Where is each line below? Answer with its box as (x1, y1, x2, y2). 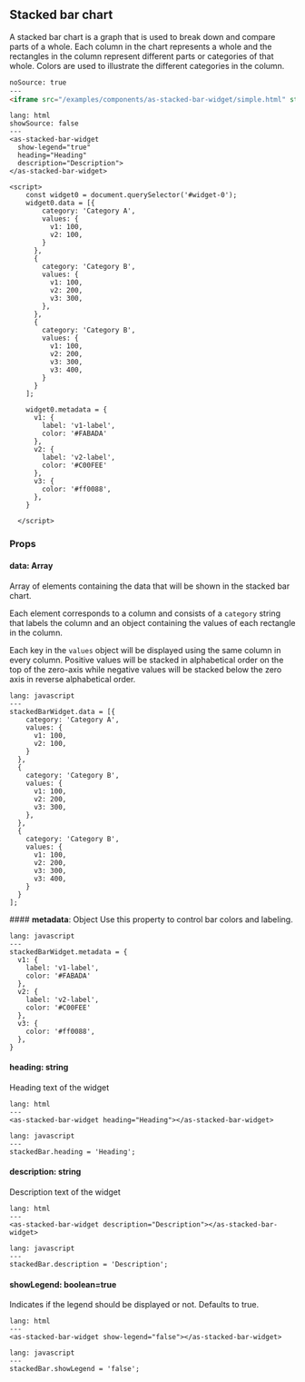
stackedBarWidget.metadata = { (9, 947, 128, 957)
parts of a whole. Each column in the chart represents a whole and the (9, 41, 272, 52)
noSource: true (9, 77, 67, 87)
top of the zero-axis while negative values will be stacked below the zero (9, 663, 282, 675)
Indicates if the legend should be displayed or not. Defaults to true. (9, 1299, 260, 1310)
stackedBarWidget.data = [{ (9, 707, 116, 716)
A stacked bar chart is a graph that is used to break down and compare (9, 31, 276, 42)
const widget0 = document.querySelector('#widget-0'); (25, 191, 238, 200)
